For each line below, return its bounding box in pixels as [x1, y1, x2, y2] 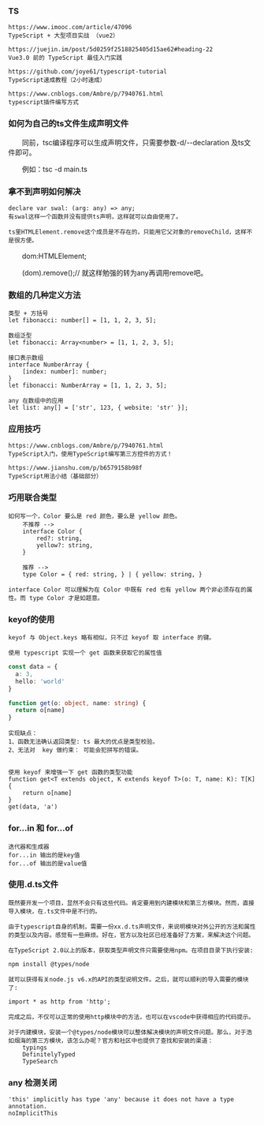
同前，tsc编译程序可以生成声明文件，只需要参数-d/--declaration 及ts [21, 137, 244, 147]
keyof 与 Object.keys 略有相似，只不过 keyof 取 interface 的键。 [8, 634, 215, 642]
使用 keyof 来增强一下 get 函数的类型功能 [8, 768, 133, 777]
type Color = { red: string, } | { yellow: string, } [22, 570, 203, 578]
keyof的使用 [8, 613, 55, 624]
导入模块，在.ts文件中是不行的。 [8, 907, 101, 915]
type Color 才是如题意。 [28, 594, 104, 602]
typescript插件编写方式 [8, 99, 79, 107]
